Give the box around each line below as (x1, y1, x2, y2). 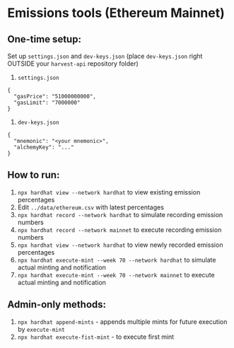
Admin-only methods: (7, 298, 107, 311)
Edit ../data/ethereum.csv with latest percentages (17, 203, 165, 211)
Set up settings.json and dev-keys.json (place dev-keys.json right (7, 52, 203, 60)
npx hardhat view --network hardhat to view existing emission (17, 187, 201, 196)
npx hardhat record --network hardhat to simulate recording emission (17, 210, 223, 219)
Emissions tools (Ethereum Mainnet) (7, 5, 225, 21)
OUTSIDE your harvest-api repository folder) (7, 59, 139, 68)
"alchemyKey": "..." (13, 144, 74, 151)
